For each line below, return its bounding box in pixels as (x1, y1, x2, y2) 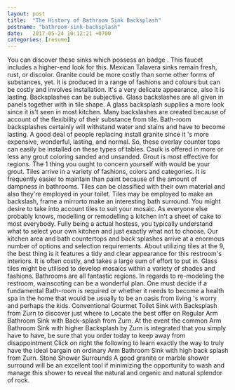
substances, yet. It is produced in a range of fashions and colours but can (7, 78, 221, 86)
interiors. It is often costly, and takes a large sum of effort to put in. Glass (7, 257, 217, 265)
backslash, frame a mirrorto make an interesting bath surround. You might (7, 197, 221, 206)
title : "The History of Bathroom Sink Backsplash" (7, 17, 161, 24)
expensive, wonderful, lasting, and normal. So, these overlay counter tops (7, 137, 221, 146)
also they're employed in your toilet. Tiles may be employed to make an (7, 190, 213, 199)
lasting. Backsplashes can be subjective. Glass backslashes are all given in (7, 93, 224, 102)
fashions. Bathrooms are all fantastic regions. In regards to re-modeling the (7, 271, 224, 281)
